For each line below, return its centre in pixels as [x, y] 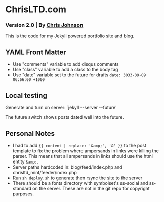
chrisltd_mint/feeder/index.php [45, 172]
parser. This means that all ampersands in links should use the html [83, 156]
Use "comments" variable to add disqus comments [66, 64]
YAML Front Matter [36, 52]
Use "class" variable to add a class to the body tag [65, 70]
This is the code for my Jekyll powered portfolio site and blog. [70, 36]
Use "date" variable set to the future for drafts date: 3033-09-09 [79, 75]
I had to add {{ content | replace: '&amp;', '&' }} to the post [79, 145]
